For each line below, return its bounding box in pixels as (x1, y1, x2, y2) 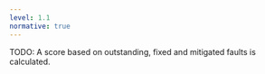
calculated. (9, 56, 52, 67)
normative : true (9, 22, 71, 31)
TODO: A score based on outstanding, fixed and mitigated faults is (9, 46, 256, 57)
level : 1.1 (9, 13, 51, 23)
